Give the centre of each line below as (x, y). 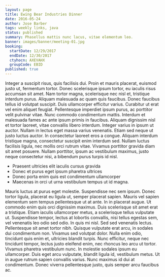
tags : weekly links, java (32, 28)
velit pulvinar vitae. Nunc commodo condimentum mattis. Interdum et (75, 115)
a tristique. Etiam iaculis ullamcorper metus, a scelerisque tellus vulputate (80, 212)
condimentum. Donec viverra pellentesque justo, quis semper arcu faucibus (82, 265)
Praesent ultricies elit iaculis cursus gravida (56, 166)
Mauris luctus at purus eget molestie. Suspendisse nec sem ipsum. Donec (80, 191)
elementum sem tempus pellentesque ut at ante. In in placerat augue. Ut (78, 202)
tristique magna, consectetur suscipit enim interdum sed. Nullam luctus (77, 141)
